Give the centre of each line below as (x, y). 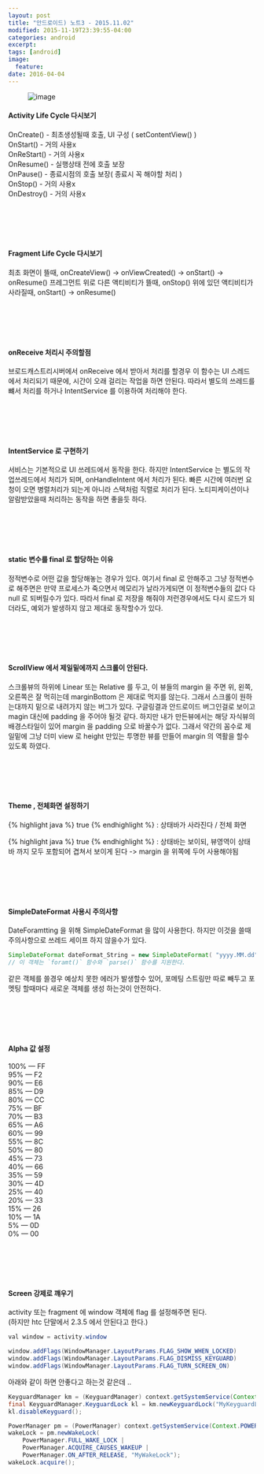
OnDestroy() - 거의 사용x (47, 193)
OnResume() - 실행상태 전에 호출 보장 (67, 164)
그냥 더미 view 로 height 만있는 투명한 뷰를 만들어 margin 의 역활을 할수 (139, 736)
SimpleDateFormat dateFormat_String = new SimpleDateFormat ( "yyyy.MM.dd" (133, 955)
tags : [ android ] (35, 52)
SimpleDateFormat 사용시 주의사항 (63, 911)
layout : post (29, 15)
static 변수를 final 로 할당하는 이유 (61, 560)
